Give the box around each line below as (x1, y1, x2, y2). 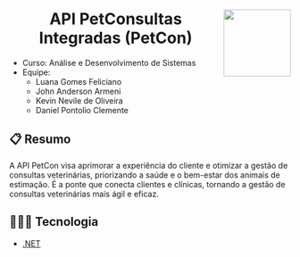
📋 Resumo (9, 132, 71, 147)
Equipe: (21, 67, 51, 78)
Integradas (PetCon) (38, 28, 193, 48)
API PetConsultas (48, 9, 183, 29)
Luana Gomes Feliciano (35, 76, 122, 87)
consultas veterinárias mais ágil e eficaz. (9, 188, 159, 199)
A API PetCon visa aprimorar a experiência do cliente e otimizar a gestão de (9, 160, 288, 170)
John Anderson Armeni (35, 86, 121, 96)
